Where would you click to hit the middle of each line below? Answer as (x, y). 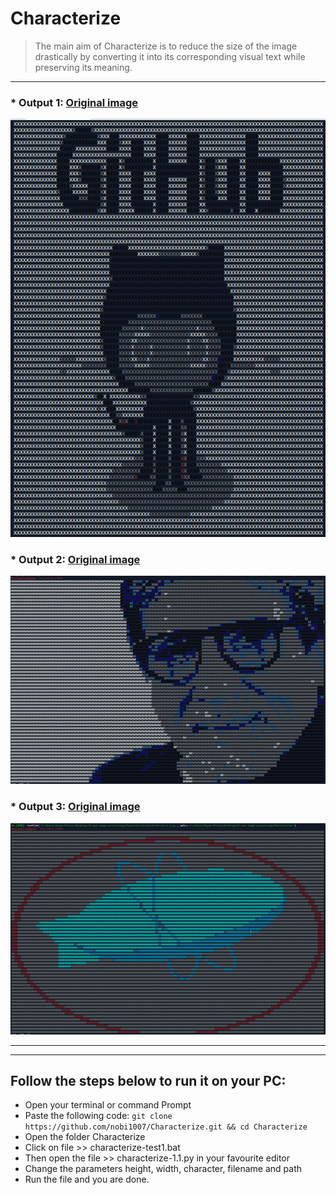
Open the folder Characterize (85, 1137)
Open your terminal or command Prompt (108, 1105)
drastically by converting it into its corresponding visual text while (170, 56)
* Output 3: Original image (75, 807)
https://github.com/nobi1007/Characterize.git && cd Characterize (166, 1127)
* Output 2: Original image (75, 559)
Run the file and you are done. (87, 1179)
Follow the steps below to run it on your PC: (148, 1080)
